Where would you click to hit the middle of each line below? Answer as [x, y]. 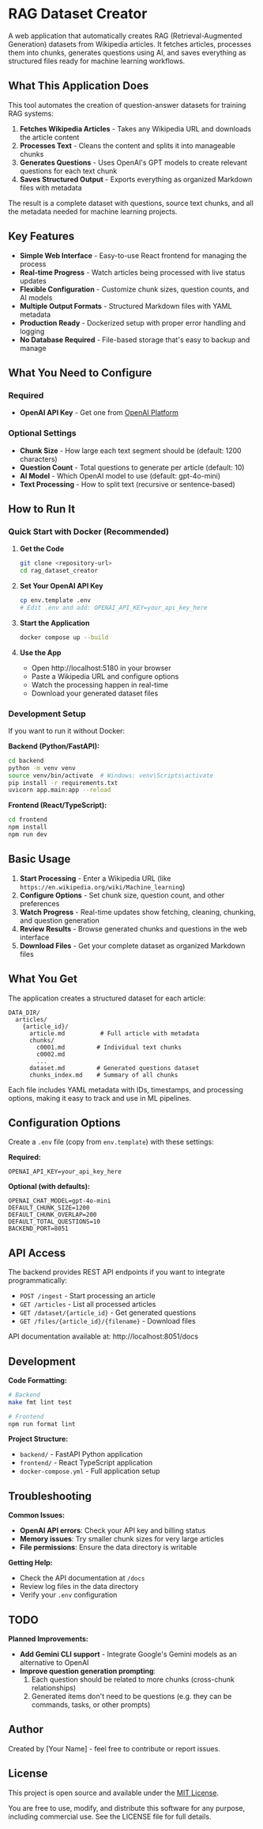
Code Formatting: [38, 1380]
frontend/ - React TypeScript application [86, 1463]
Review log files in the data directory [79, 1587]
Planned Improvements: [48, 1639]
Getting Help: [30, 1563]
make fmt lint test [40, 1402]
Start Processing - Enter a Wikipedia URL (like [95, 878]
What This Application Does [79, 86]
